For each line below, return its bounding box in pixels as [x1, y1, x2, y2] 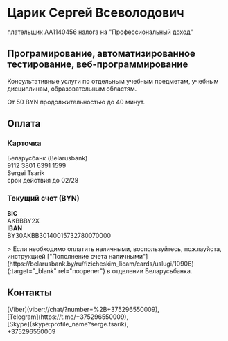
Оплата [7, 118, 41, 129]
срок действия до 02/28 [7, 176, 79, 185]
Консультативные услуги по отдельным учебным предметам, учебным [7, 77, 219, 85]
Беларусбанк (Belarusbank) [7, 154, 88, 163]
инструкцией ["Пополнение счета [7, 252, 107, 260]
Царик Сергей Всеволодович [7, 5, 185, 21]
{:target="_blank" [7, 266, 57, 275]
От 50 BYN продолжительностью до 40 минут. [7, 98, 146, 106]
